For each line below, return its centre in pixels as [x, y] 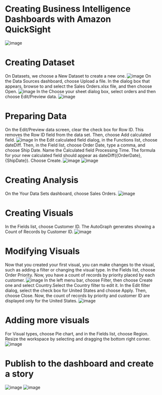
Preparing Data [36, 116]
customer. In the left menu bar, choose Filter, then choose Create [79, 280]
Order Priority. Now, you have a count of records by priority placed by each [80, 275]
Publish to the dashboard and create [79, 363]
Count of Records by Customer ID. [39, 232]
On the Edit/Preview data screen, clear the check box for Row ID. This [74, 129]
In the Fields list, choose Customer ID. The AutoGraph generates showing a [80, 226]
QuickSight [28, 30]
